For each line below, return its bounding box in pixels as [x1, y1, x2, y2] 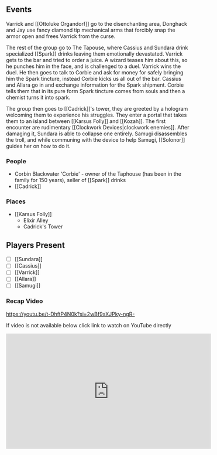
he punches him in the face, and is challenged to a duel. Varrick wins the [6, 63, 181, 70]
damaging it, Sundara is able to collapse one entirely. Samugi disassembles [6, 130, 188, 137]
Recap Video [6, 297, 43, 305]
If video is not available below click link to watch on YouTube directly [6, 321, 171, 329]
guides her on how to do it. [6, 142, 71, 149]
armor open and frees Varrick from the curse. [6, 32, 116, 40]
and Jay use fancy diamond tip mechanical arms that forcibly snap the [6, 26, 175, 33]
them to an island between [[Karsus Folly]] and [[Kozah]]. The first [6, 117, 166, 125]
